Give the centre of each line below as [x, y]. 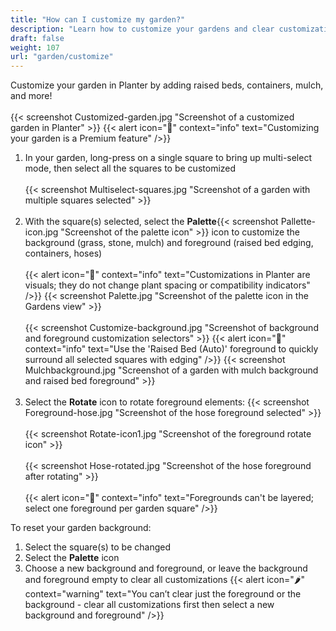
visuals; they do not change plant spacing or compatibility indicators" [167, 285]
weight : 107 [35, 47]
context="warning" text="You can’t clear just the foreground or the [163, 594]
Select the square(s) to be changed [97, 547]
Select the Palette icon [72, 558]
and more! [31, 96]
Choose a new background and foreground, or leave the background [166, 568]
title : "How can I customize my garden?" [98, 19]
